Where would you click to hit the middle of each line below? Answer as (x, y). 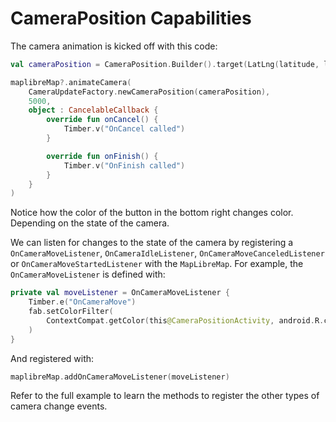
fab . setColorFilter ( (71, 312)
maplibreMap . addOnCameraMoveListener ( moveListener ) (120, 377)
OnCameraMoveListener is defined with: (88, 274)
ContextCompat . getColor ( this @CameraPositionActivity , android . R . (185, 320)
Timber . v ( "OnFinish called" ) (124, 165)
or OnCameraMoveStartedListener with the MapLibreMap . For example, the (157, 264)
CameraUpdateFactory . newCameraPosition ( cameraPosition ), (149, 92)
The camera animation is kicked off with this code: (114, 46)
